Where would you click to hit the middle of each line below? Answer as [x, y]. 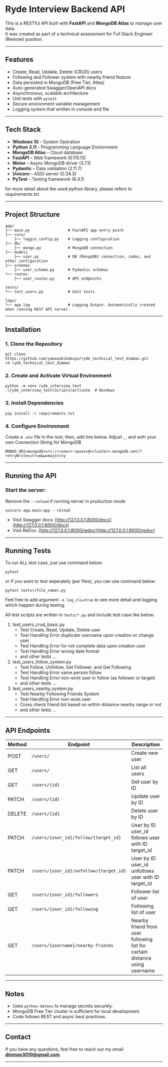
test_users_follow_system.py [42, 662]
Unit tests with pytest [34, 98]
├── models [16, 252]
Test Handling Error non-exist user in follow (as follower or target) [87, 678]
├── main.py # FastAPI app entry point [64, 230]
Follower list [145, 892]
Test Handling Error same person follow [60, 673]
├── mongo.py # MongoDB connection [63, 248]
